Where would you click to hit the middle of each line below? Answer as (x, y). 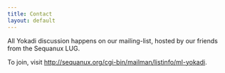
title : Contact (30, 14)
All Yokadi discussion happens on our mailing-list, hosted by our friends (113, 40)
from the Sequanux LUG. (44, 48)
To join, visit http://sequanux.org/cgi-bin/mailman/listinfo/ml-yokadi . (108, 62)
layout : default (31, 21)
